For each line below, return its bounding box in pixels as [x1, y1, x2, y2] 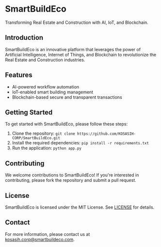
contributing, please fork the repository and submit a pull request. [5, 177, 137, 183]
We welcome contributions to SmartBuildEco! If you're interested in [5, 172, 139, 178]
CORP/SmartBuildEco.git [12, 136, 61, 141]
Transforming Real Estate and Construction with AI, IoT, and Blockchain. [5, 19, 149, 25]
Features [5, 71, 32, 79]
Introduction [5, 34, 44, 42]
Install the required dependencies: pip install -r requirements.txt [12, 140, 149, 146]
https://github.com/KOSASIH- [77, 131, 136, 137]
